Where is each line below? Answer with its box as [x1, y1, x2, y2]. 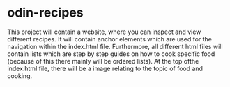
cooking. [7, 71, 33, 80]
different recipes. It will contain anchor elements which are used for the [7, 35, 213, 43]
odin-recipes [7, 5, 84, 21]
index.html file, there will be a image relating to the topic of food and [7, 64, 204, 72]
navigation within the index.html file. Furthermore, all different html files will [7, 42, 223, 50]
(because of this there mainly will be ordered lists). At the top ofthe [7, 57, 199, 65]
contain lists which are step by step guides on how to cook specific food [7, 50, 215, 58]
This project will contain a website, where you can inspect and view [7, 28, 201, 36]
